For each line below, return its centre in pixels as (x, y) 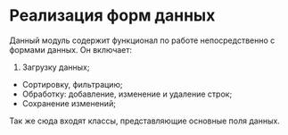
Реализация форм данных (112, 16)
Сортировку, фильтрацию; (72, 84)
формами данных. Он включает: (70, 49)
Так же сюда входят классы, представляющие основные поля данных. (145, 121)
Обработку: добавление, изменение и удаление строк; (127, 94)
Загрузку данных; (56, 67)
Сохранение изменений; (69, 103)
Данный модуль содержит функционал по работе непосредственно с (142, 40)
